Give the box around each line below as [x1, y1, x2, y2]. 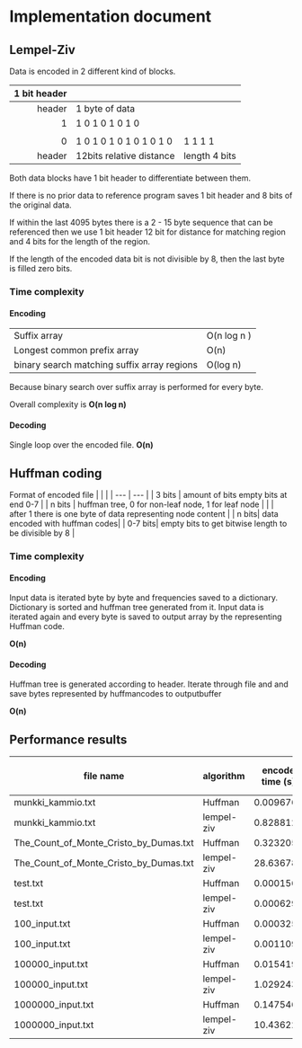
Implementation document [9, 6, 212, 27]
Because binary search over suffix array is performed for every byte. [9, 382, 263, 393]
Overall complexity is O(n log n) [9, 399, 128, 410]
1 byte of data [75, 102, 136, 114]
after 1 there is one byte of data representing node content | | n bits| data [9, 509, 279, 520]
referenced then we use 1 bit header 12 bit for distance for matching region [9, 226, 286, 237]
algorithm [202, 770, 245, 783]
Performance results [9, 732, 128, 747]
